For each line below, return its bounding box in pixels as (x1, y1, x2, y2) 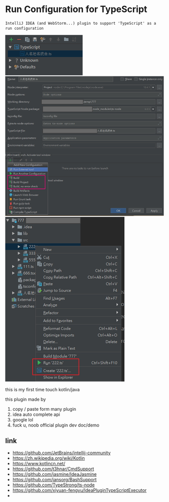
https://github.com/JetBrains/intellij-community (12, 450, 111, 456)
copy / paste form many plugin (12, 406, 76, 412)
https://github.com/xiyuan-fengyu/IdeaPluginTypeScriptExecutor (12, 487, 147, 493)
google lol (12, 416, 34, 422)
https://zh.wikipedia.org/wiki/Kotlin (12, 455, 85, 461)
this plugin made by (5, 396, 46, 402)
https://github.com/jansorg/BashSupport (12, 477, 97, 483)
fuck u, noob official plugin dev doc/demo (12, 422, 100, 428)
